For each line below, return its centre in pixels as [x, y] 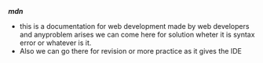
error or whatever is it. [55, 43]
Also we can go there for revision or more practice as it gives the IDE [130, 51]
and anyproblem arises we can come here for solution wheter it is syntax [137, 35]
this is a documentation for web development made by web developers [134, 26]
